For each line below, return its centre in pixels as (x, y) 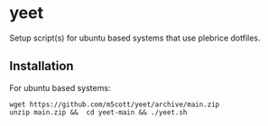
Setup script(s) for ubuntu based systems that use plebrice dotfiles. (135, 38)
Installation (42, 66)
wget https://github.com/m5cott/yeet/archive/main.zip (115, 104)
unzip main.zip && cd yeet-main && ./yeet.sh (98, 112)
